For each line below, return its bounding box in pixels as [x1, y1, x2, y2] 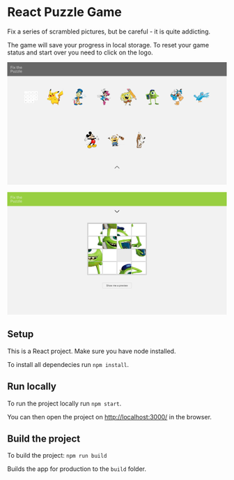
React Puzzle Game [7, 4, 122, 20]
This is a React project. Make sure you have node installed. [7, 347, 176, 355]
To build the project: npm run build [7, 451, 107, 460]
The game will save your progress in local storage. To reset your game [7, 40, 210, 49]
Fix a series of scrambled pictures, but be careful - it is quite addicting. [7, 27, 211, 36]
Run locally [7, 381, 57, 393]
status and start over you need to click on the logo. [7, 48, 153, 57]
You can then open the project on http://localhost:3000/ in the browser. [7, 412, 212, 421]
